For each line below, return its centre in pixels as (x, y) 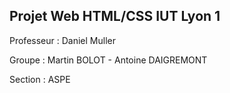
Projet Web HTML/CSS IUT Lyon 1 (115, 16)
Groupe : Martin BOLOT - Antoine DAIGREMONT (108, 60)
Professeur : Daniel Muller (62, 40)
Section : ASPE (40, 79)
